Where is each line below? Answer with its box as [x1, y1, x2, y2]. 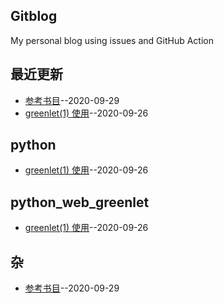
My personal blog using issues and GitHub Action [10, 34, 214, 46]
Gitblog [10, 8, 58, 25]
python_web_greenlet [10, 194, 150, 211]
